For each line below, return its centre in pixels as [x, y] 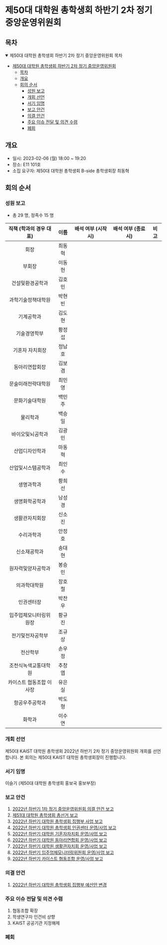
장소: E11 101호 [27, 164]
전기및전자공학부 [30, 636]
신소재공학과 [30, 552]
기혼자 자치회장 [30, 350]
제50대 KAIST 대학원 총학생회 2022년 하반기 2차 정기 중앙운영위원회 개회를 [79, 751]
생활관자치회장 [30, 518]
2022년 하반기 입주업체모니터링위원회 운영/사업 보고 [63, 852]
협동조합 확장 [25, 910]
